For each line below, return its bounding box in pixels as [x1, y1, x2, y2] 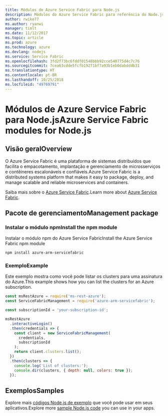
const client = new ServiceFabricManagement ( [14, 330, 111, 336]
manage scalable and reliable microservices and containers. [5, 179, 129, 185]
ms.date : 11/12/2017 [5, 31, 48, 36]
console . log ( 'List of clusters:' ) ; [14, 363, 88, 368]
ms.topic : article [5, 36, 43, 41]
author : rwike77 [5, 17, 39, 22]
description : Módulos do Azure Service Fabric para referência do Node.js [5, 12, 164, 17]
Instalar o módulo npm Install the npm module [5, 224, 117, 231]
